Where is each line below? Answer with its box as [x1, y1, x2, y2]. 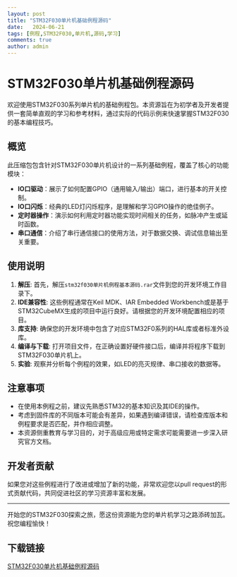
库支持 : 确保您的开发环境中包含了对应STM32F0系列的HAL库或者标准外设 [17, 324, 229, 332]
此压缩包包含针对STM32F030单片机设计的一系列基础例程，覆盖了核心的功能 [7, 160, 229, 169]
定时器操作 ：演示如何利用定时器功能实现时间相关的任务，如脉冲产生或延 [17, 211, 228, 219]
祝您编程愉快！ [7, 519, 51, 528]
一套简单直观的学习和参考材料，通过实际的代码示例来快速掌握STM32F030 [13, 109, 229, 117]
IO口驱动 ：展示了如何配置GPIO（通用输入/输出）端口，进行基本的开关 [17, 184, 221, 193]
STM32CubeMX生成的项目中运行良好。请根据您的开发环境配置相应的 [17, 306, 219, 315]
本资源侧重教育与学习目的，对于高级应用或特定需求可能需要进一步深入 [17, 428, 222, 437]
